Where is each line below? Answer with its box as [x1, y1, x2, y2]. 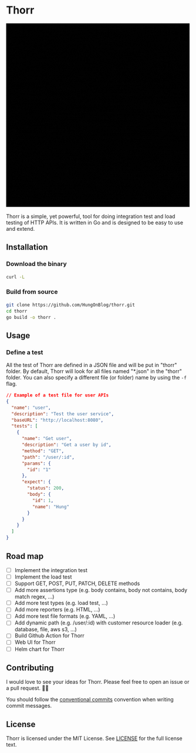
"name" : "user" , [11, 405, 51, 411]
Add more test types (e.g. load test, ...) [14, 600, 109, 607]
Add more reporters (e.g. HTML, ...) [14, 606, 101, 613]
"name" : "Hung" [32, 503, 69, 510]
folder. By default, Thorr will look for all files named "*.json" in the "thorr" [6, 368, 183, 375]
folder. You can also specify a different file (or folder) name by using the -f [6, 374, 187, 381]
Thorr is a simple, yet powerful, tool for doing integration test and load [6, 213, 175, 220]
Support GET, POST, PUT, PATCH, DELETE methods [14, 580, 140, 587]
